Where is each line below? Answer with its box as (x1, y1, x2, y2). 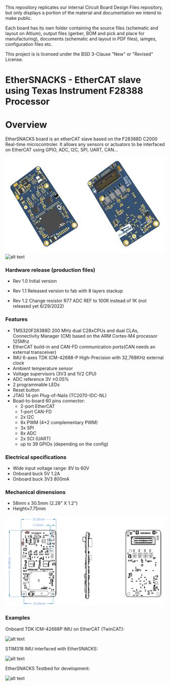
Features (5, 316, 28, 323)
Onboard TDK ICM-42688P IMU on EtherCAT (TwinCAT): (5, 625, 125, 632)
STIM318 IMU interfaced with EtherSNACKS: (5, 645, 98, 651)
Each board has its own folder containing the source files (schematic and (5, 25, 159, 31)
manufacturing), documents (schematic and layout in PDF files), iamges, (5, 36, 157, 42)
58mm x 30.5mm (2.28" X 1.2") (12, 500, 78, 506)
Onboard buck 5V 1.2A (12, 470, 60, 476)
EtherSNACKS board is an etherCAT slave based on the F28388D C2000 (5, 136, 158, 142)
